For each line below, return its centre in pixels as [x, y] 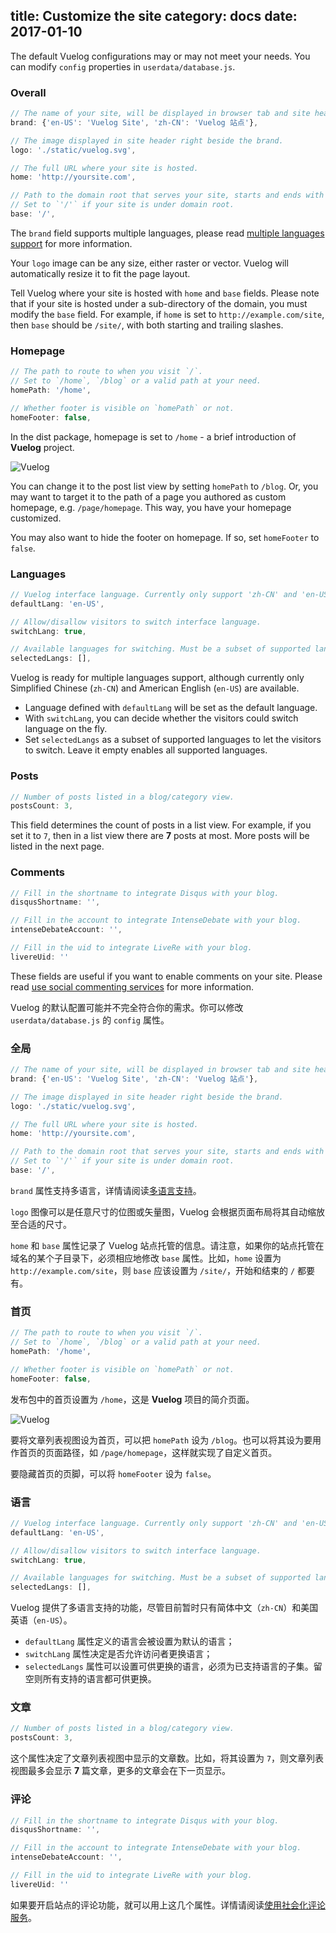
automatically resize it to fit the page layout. [100, 273]
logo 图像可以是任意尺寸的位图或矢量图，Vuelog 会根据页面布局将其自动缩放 [167, 1211]
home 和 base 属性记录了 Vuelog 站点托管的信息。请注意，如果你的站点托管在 [167, 1245]
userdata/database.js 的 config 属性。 [90, 1020]
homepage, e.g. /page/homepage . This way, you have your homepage [151, 507]
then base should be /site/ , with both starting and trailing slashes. [147, 325]
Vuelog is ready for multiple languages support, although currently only [157, 678]
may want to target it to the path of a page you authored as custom [148, 496]
